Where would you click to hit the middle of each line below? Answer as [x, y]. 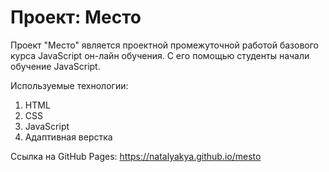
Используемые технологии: [69, 85]
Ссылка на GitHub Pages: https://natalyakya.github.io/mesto [136, 156]
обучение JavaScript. [55, 66]
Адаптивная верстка [68, 137]
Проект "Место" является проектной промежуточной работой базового [164, 45]
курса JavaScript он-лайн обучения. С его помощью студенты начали [160, 55]
